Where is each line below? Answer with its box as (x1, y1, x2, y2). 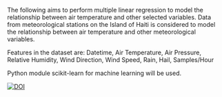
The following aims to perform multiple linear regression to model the (7, 6, 203, 14)
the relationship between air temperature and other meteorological (7, 28, 196, 36)
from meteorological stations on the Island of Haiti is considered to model (7, 21, 216, 28)
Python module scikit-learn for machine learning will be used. (7, 69, 182, 77)
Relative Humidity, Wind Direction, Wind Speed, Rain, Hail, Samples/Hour (7, 56, 214, 64)
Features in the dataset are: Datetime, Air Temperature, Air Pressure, (7, 48, 202, 56)
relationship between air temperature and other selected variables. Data (7, 13, 212, 21)
